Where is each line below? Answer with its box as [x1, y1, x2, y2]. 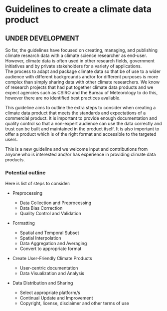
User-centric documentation [19, 265, 78, 271]
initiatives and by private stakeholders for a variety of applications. [5, 63, 142, 69]
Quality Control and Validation [19, 211, 81, 217]
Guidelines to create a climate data [5, 3, 152, 15]
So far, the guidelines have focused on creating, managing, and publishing [5, 47, 158, 53]
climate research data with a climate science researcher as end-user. [5, 52, 147, 58]
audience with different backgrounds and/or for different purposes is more [5, 74, 159, 79]
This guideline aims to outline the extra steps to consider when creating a [5, 105, 156, 110]
